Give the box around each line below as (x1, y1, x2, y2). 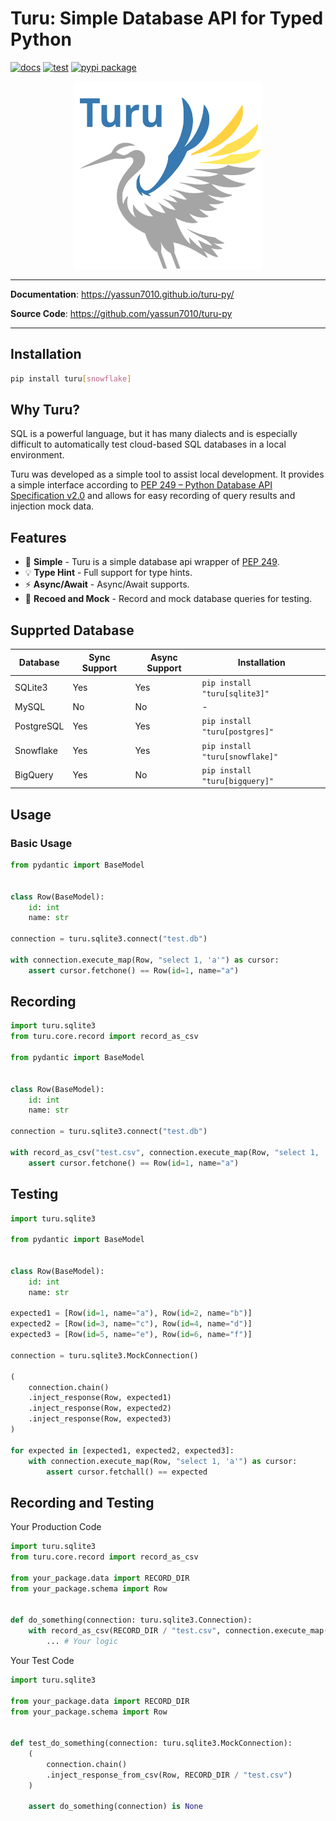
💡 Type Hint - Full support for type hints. (24, 567, 193, 579)
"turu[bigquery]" (201, 776, 275, 786)
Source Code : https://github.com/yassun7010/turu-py (10, 307, 233, 319)
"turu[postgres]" (201, 727, 275, 737)
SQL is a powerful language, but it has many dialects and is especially (10, 428, 298, 440)
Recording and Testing (10, 1494, 155, 1511)
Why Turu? (10, 402, 81, 419)
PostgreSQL (14, 720, 65, 732)
